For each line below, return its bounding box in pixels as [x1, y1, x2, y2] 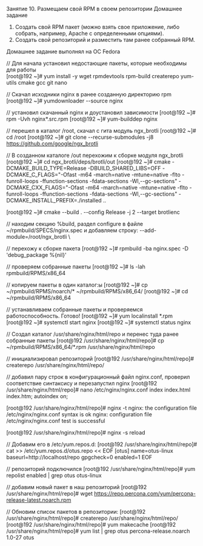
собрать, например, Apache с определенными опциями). [15, 30, 164, 37]
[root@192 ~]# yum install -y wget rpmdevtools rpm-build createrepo [6, 73, 180, 79]
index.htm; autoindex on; [6, 393, 68, 399]
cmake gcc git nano [18, 79, 68, 86]
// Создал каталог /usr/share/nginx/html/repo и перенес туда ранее [6, 330, 179, 338]
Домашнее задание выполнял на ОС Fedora [6, 48, 121, 55]
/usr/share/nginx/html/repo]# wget [6, 490, 93, 497]
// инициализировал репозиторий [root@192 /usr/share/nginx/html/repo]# [6, 355, 195, 362]
